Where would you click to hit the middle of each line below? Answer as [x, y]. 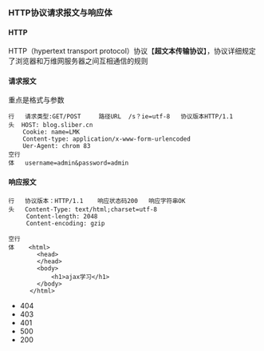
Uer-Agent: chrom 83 [57, 146]
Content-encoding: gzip [65, 223]
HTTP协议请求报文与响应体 [61, 12]
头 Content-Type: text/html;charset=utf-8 [83, 209]
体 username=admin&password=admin [69, 163]
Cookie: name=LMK [51, 132]
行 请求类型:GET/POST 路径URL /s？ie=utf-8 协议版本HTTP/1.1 [121, 117]
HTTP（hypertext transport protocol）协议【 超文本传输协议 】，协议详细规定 [132, 51]
